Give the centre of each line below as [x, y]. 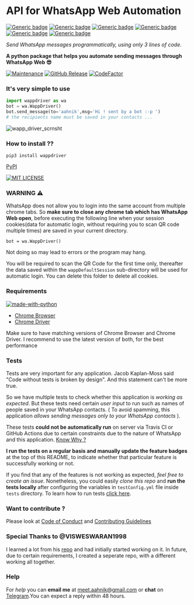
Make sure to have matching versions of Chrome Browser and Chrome [91, 333]
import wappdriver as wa [36, 101]
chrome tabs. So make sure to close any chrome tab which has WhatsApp [97, 212]
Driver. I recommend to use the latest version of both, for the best [85, 339]
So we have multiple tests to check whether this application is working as [94, 397]
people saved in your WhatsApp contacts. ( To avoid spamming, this [88, 409]
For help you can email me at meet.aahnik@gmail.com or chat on [85, 589]
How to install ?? [30, 143]
